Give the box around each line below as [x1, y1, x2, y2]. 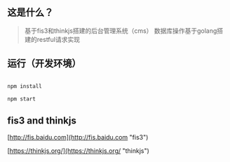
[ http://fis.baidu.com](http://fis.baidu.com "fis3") [7, 133, 149, 142]
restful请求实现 [36, 35, 81, 43]
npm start [7, 95, 36, 103]
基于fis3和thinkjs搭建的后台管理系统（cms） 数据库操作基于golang [24, 27, 217, 35]
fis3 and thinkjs [7, 115, 77, 126]
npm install [7, 82, 42, 89]
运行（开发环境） [7, 58, 81, 70]
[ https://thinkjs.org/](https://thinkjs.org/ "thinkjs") [7, 147, 149, 155]
